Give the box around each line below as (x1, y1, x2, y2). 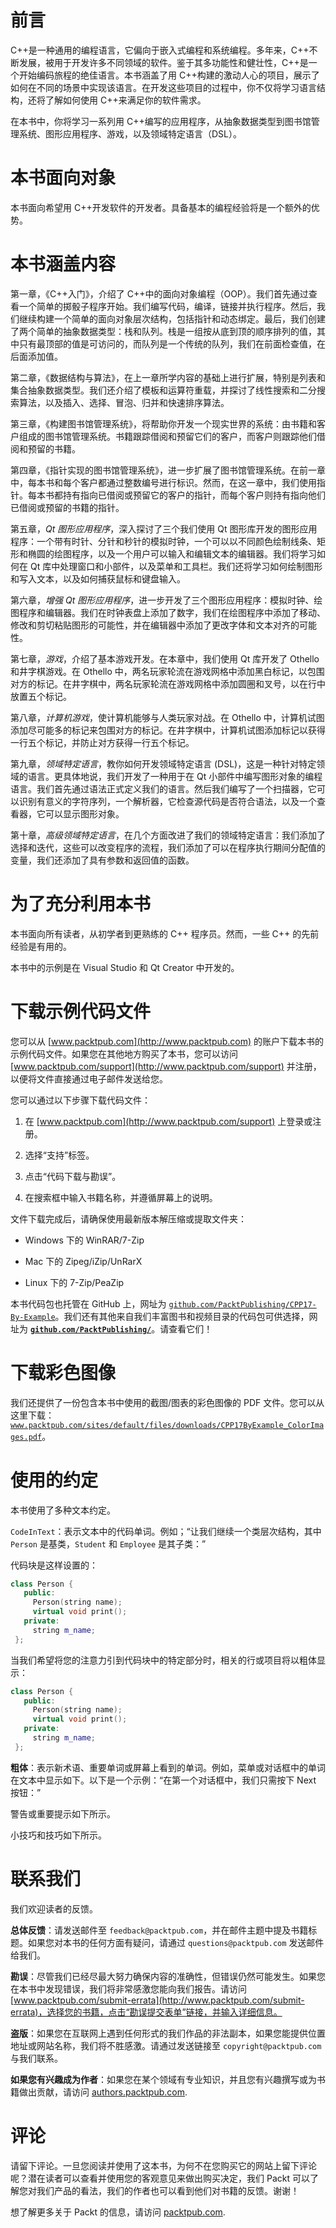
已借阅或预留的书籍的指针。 (10, 501, 125, 513)
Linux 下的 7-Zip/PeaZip (24, 1276, 125, 1288)
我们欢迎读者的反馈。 (10, 1902, 98, 1915)
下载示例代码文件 (10, 1000, 152, 1023)
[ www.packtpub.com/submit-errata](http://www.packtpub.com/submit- (10, 1994, 305, 2006)
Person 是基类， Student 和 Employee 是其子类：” (10, 1537, 207, 1550)
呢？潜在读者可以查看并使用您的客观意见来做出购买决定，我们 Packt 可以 (10, 2172, 310, 2184)
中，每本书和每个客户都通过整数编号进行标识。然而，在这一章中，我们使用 (10, 476, 317, 488)
